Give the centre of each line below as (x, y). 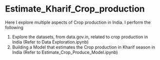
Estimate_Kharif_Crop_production (75, 9)
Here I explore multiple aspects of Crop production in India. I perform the (78, 22)
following (14, 27)
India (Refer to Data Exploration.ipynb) (50, 42)
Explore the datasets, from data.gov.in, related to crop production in (80, 37)
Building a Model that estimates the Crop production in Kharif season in (84, 47)
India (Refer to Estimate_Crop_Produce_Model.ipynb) (65, 52)
